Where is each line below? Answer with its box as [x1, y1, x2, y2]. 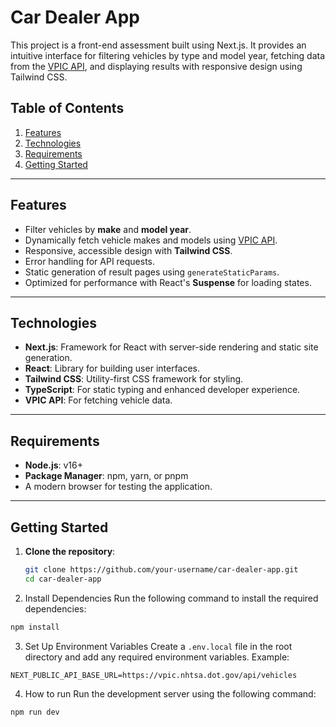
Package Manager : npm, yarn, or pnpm [24, 470, 189, 482]
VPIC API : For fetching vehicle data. [24, 394, 173, 406]
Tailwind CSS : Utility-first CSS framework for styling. [24, 373, 244, 385]
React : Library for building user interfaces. [24, 362, 201, 375]
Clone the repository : [24, 546, 116, 557]
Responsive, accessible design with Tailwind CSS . [24, 244, 233, 256]
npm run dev [10, 707, 60, 717]
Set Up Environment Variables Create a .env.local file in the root [24, 640, 293, 652]
